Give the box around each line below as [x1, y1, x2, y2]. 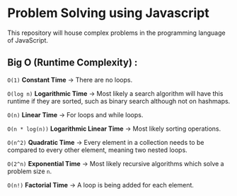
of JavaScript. [7, 36, 48, 44]
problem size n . [7, 167, 52, 175]
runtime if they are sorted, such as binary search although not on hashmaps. [7, 97, 231, 105]
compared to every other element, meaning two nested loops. [7, 146, 187, 154]
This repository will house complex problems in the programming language [7, 28, 226, 37]
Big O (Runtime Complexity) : [7, 57, 138, 69]
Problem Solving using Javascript [7, 5, 210, 21]
